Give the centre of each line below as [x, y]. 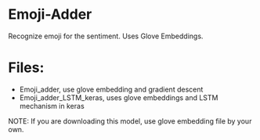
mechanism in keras [52, 106]
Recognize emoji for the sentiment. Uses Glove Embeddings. [106, 36]
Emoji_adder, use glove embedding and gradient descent [111, 89]
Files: [26, 68]
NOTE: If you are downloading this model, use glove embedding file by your [130, 121]
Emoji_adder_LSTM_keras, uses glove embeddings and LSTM [119, 97]
